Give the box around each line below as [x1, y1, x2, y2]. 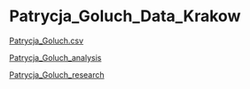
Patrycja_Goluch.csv [9, 35, 84, 46]
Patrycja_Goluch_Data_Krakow [9, 6, 241, 26]
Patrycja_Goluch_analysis [9, 52, 102, 63]
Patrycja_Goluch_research [9, 69, 105, 80]
